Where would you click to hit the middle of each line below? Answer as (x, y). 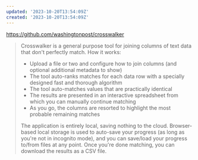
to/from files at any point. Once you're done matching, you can (98, 145)
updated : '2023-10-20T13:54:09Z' (48, 12)
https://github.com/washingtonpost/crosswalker (65, 34)
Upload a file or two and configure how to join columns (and (103, 64)
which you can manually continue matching (83, 101)
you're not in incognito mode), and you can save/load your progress (104, 138)
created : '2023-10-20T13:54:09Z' (48, 17)
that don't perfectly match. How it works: (71, 52)
